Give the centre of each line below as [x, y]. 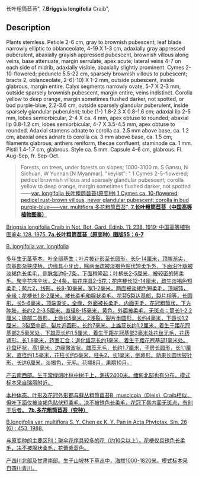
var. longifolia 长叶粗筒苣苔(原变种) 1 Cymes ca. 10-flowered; [105, 193]
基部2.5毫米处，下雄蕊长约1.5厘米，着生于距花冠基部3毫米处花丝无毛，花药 [98, 333]
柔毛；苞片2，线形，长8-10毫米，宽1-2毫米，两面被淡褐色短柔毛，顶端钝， [97, 288]
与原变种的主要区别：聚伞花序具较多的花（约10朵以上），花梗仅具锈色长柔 [96, 440]
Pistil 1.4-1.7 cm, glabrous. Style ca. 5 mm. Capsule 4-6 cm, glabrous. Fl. [94, 149]
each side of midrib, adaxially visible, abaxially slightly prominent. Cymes [95, 67]
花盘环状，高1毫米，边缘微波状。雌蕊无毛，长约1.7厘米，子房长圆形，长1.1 [96, 348]
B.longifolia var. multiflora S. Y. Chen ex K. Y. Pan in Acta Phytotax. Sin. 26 [97, 422]
